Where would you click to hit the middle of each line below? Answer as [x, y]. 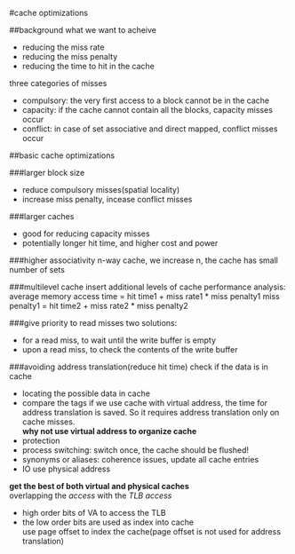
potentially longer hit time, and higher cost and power [120, 243]
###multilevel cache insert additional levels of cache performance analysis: [147, 287]
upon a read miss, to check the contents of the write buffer [130, 349]
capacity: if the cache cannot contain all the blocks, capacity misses [147, 110]
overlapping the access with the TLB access [91, 495]
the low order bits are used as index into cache [108, 522]
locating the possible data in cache [86, 393]
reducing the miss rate [63, 47]
